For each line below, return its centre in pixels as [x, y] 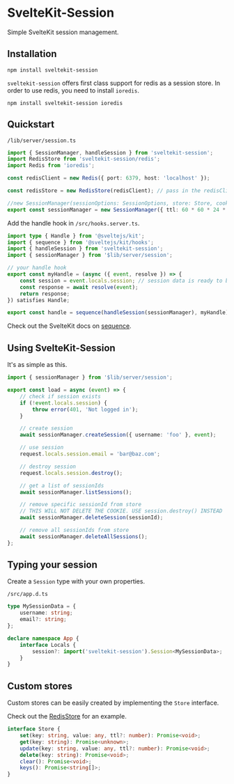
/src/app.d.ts [28, 594]
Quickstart [31, 124]
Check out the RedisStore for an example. [67, 716]
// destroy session [48, 467]
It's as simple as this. [37, 365]
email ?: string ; [44, 620]
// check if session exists [60, 396]
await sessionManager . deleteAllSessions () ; [84, 536]
